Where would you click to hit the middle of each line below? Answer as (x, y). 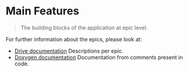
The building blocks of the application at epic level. (84, 28)
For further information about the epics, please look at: (74, 39)
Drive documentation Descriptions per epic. (69, 51)
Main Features (42, 11)
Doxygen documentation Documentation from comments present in (98, 57)
